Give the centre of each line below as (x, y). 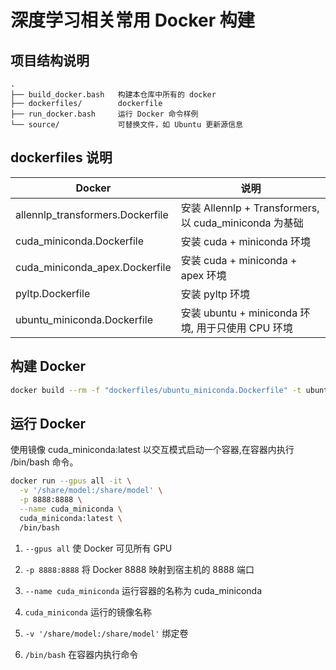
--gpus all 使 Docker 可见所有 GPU (98, 548)
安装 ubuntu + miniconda (239, 313)
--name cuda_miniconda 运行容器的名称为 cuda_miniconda (143, 590)
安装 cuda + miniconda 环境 (245, 241)
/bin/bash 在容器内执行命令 (81, 654)
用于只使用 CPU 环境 (244, 328)
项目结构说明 (50, 60)
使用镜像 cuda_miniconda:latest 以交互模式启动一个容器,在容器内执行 (152, 450)
